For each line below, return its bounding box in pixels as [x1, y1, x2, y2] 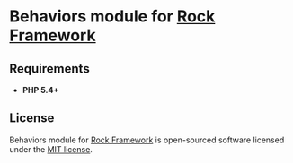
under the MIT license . [9, 143, 93, 154]
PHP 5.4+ [22, 85, 59, 95]
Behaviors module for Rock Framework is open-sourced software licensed [9, 134, 285, 145]
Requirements [9, 61, 90, 76]
